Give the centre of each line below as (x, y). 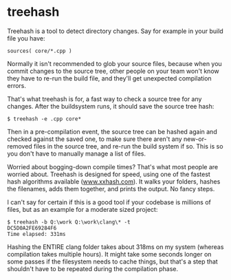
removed (20, 146)
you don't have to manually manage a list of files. (77, 153)
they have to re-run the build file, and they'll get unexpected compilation (109, 78)
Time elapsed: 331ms (37, 234)
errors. (16, 85)
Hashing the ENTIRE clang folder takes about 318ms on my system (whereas (115, 247)
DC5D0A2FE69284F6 (32, 228)
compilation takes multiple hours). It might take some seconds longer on (109, 254)
